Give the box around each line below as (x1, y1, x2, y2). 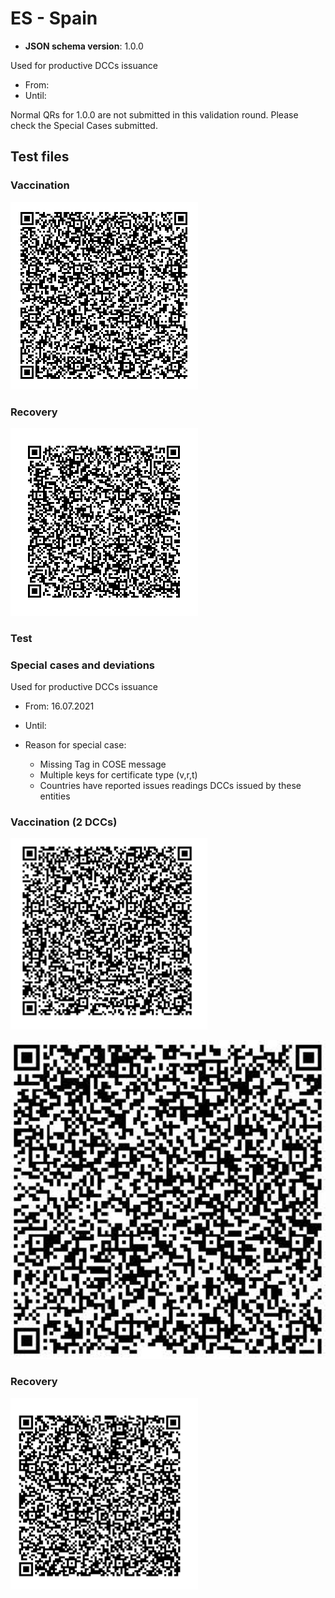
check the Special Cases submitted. (10, 119, 158, 131)
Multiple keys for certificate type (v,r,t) (39, 769, 198, 781)
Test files (10, 148, 70, 166)
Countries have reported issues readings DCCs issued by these (39, 780, 302, 792)
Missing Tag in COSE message (39, 758, 167, 771)
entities (39, 790, 71, 802)
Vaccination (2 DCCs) (10, 815, 118, 829)
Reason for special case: (24, 739, 127, 751)
